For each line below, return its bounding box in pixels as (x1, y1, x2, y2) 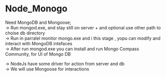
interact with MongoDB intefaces (5, 40, 73, 46)
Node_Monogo (5, 3, 68, 14)
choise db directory (5, 30, 45, 36)
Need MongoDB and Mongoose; (5, 19, 71, 25)
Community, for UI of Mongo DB (5, 51, 71, 57)
